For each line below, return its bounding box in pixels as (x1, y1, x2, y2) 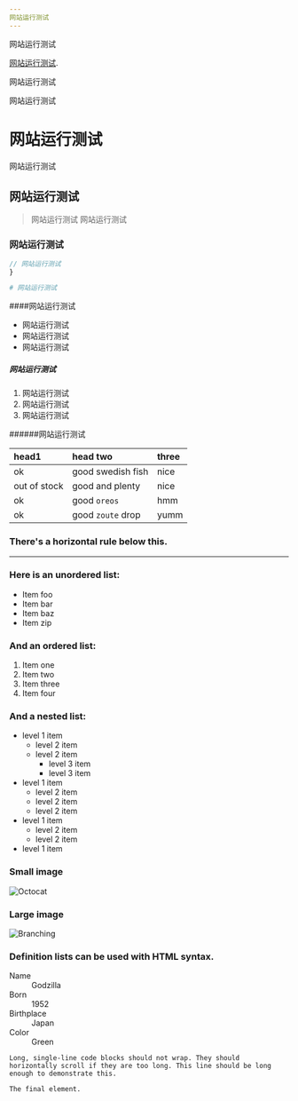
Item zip (21, 617, 52, 628)
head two (72, 450, 114, 463)
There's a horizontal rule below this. (9, 535, 169, 548)
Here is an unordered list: (9, 569, 121, 582)
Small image (9, 866, 64, 878)
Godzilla (31, 980, 62, 991)
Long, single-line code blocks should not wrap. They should (9, 1054, 240, 1063)
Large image (9, 907, 64, 920)
